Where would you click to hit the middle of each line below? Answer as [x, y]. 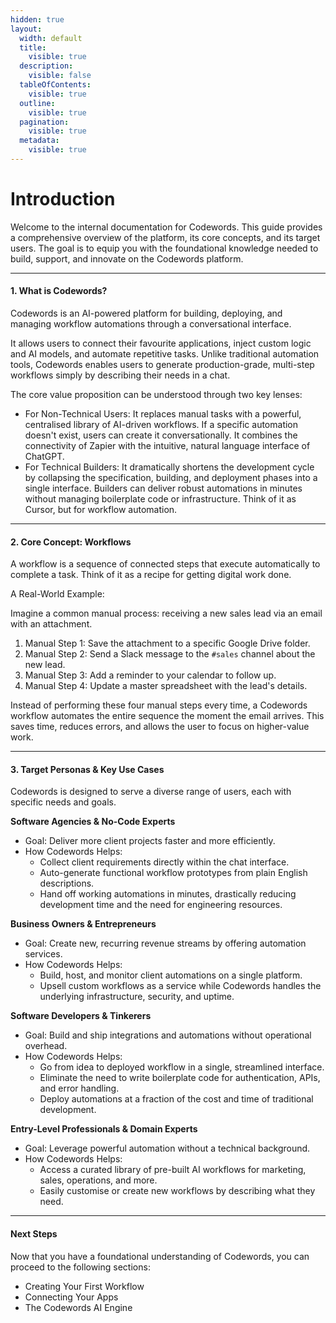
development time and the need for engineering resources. [161, 905]
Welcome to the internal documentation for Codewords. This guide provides [166, 227]
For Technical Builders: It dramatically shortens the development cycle [169, 467]
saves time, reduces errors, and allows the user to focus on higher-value [160, 727]
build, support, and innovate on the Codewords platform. [127, 258]
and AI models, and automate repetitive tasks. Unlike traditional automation [165, 354]
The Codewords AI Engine [78, 1307]
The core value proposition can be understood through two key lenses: [156, 395]
